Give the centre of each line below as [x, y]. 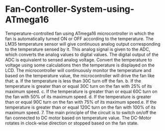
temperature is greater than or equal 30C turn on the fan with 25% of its [79, 86]
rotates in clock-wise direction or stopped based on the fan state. [72, 123]
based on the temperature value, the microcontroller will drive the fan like [80, 75]
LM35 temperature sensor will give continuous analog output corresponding [83, 44]
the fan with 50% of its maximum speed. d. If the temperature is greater [78, 97]
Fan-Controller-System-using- [70, 9]
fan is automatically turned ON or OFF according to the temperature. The [79, 39]
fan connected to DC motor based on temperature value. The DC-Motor [78, 118]
